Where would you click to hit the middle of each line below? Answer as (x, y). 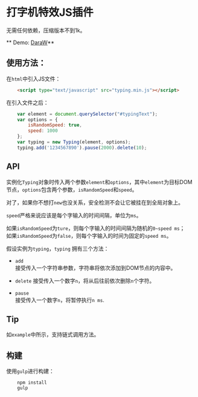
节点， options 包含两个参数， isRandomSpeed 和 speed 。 (72, 189)
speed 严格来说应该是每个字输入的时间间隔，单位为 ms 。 (74, 215)
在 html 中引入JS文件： (34, 79)
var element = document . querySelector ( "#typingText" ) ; (88, 114)
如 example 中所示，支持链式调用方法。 (53, 335)
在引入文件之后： (27, 102)
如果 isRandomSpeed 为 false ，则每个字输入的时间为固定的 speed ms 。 (89, 235)
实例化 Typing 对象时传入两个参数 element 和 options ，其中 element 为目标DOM (99, 182)
